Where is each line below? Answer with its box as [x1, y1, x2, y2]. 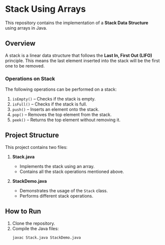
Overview [5, 39, 36, 48]
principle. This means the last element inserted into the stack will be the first [5, 58, 160, 64]
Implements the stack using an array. [19, 163, 95, 169]
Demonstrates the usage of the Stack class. [19, 187, 108, 193]
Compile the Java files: [12, 225, 59, 231]
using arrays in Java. [5, 25, 48, 31]
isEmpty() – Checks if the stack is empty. [12, 96, 96, 102]
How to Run [5, 207, 41, 215]
